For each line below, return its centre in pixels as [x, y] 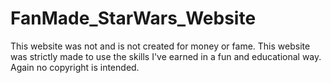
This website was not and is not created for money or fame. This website [160, 46]
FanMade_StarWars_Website [133, 18]
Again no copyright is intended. [75, 67]
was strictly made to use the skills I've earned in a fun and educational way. [166, 56]
